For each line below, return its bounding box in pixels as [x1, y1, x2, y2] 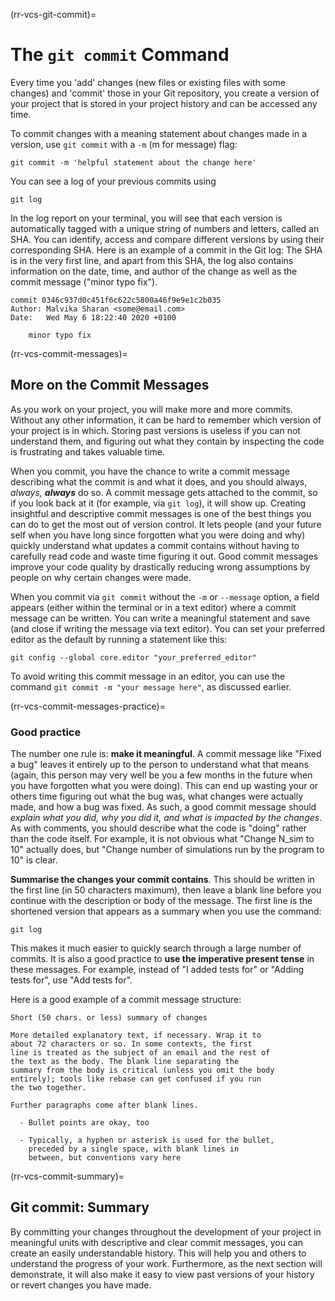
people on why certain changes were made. [10, 571, 192, 583]
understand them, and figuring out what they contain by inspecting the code [10, 435, 325, 447]
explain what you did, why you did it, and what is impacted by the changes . [10, 812, 323, 824]
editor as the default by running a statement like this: [10, 633, 228, 645]
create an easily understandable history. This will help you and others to [10, 1247, 307, 1259]
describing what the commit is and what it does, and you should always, [10, 475, 308, 488]
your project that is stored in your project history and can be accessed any [10, 97, 318, 109]
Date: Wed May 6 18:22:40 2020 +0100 [10, 312, 177, 323]
